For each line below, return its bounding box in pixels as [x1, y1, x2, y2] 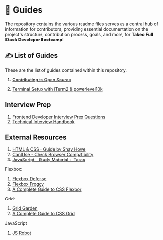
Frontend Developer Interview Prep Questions [12, 114, 106, 120]
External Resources [5, 133, 67, 141]
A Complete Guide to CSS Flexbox [12, 186, 82, 192]
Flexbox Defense [12, 176, 47, 182]
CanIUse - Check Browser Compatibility [12, 152, 94, 158]
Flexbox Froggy [12, 181, 44, 187]
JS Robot [12, 230, 31, 236]
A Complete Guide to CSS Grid [12, 211, 75, 217]
